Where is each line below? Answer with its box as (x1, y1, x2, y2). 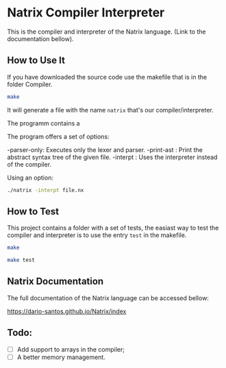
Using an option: (7, 173, 53, 182)
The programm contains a (7, 119, 80, 127)
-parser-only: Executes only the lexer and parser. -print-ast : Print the (7, 145, 203, 154)
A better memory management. (16, 353, 106, 361)
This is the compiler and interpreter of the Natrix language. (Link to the (7, 27, 206, 36)
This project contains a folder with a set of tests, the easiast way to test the (7, 224, 219, 232)
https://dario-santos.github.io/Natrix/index (7, 307, 127, 315)
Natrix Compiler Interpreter (7, 5, 165, 21)
